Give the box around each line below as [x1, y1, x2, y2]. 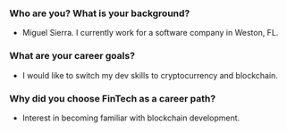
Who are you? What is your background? [9, 7, 190, 20]
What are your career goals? [9, 50, 136, 62]
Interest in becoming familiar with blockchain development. [21, 112, 241, 123]
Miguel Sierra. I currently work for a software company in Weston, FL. [21, 28, 279, 38]
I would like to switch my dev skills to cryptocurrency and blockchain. [21, 70, 279, 80]
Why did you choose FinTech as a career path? [9, 92, 216, 104]
